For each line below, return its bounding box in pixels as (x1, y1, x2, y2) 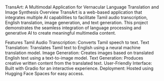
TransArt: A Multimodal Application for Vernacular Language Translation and (5, 4, 159, 10)
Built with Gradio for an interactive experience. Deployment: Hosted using (5, 65, 154, 71)
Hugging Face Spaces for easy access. (5, 71, 84, 76)
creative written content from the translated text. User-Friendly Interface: (5, 61, 153, 66)
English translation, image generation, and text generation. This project (5, 20, 148, 25)
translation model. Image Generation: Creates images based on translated (5, 50, 154, 56)
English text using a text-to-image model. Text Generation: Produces (5, 55, 143, 61)
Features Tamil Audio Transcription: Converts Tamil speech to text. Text (5, 40, 149, 45)
